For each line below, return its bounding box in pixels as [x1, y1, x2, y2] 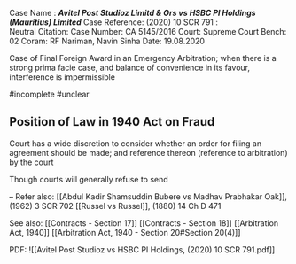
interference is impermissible [9, 72, 115, 82]
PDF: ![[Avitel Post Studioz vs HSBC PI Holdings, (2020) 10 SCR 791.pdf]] [9, 244, 276, 255]
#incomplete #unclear [9, 89, 90, 99]
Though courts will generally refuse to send [9, 174, 168, 184]
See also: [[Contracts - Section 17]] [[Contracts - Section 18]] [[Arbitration [9, 217, 279, 229]
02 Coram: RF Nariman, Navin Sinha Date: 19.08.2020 [9, 35, 206, 46]
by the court [9, 157, 54, 167]
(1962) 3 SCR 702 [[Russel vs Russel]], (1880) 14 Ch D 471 [9, 200, 222, 211]
